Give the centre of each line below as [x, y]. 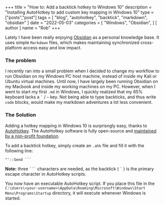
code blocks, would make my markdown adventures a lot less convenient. [79, 102]
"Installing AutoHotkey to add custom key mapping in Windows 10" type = [80, 12]
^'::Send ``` [18, 159]
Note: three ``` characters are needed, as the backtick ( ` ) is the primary [80, 169]
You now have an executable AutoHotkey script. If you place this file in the [80, 183]
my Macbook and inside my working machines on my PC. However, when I [80, 87]
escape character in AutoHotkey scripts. [46, 174]
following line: [19, 151]
